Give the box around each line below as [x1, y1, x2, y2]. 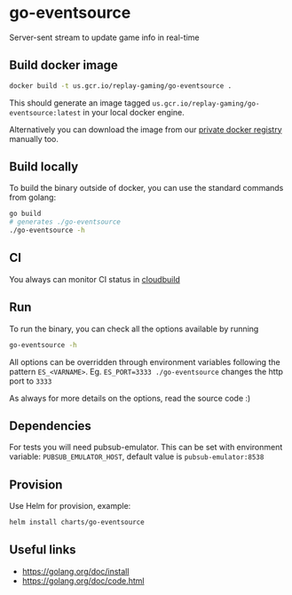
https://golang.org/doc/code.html [21, 575, 145, 586]
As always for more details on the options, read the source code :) [9, 393, 251, 403]
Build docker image [9, 58, 118, 73]
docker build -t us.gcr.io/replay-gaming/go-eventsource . [9, 81, 233, 91]
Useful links [9, 543, 77, 558]
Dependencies [9, 418, 91, 433]
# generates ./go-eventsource [9, 218, 122, 226]
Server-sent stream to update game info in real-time [9, 32, 200, 43]
